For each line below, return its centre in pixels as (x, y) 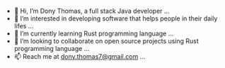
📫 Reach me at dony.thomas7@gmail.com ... (80, 56)
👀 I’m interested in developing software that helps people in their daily (116, 18)
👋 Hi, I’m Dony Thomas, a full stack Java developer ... (92, 11)
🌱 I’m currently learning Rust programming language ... (94, 33)
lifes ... (24, 26)
